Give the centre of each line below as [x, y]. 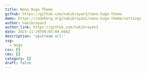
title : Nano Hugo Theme [29, 9]
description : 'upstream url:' [36, 36]
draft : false [18, 63]
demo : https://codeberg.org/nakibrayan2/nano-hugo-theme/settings [73, 18]
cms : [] [13, 54]
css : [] [13, 49]
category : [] [18, 59]
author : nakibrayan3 [26, 23]
